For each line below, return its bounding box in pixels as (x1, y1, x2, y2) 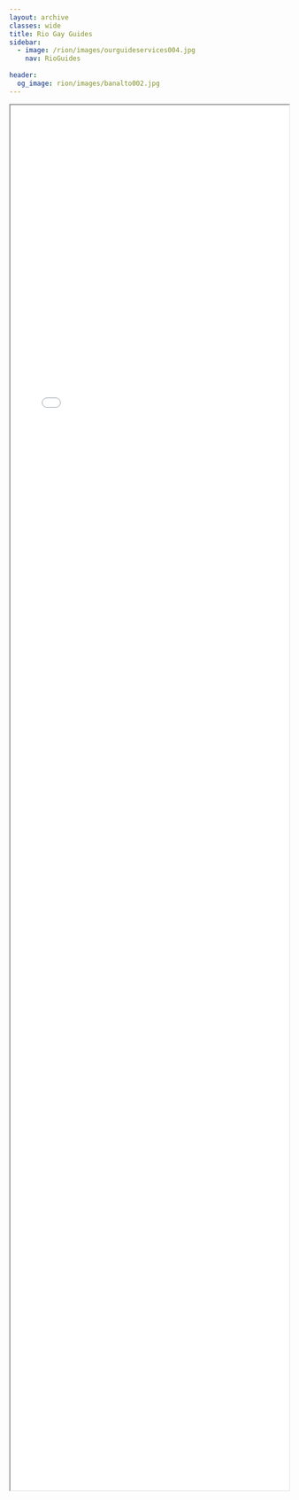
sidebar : (9, 37, 42, 47)
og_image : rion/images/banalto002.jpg (17, 79, 161, 88)
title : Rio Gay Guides (9, 29, 93, 38)
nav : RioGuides (25, 54, 81, 63)
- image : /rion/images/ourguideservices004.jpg (17, 46, 196, 55)
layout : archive (9, 12, 69, 22)
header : (9, 71, 38, 80)
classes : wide (9, 21, 62, 30)
